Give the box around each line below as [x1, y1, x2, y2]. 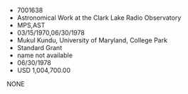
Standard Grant [16, 44, 62, 52]
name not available [16, 51, 73, 59]
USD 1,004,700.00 [16, 66, 71, 74]
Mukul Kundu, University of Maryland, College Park [16, 36, 168, 45]
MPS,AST [16, 21, 46, 29]
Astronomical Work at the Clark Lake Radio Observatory [16, 13, 182, 22]
